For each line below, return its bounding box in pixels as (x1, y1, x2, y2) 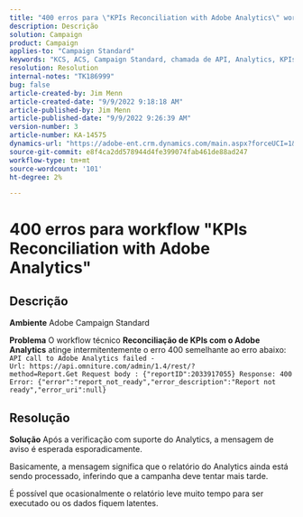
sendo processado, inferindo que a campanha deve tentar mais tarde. (9, 471, 269, 482)
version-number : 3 (9, 123, 78, 132)
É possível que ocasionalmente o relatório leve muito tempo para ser (9, 488, 264, 499)
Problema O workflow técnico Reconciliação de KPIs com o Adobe (9, 335, 261, 346)
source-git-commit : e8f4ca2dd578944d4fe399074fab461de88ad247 (9, 147, 248, 156)
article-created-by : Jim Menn (9, 88, 124, 97)
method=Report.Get (9, 370, 78, 379)
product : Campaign (9, 38, 78, 48)
